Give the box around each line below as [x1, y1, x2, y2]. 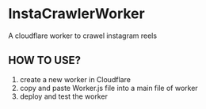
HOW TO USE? [8, 54, 82, 67]
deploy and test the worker [19, 92, 109, 101]
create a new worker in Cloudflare [19, 74, 131, 84]
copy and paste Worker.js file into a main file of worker [19, 83, 198, 92]
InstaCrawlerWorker [8, 5, 145, 23]
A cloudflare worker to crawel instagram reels [8, 31, 157, 40]
